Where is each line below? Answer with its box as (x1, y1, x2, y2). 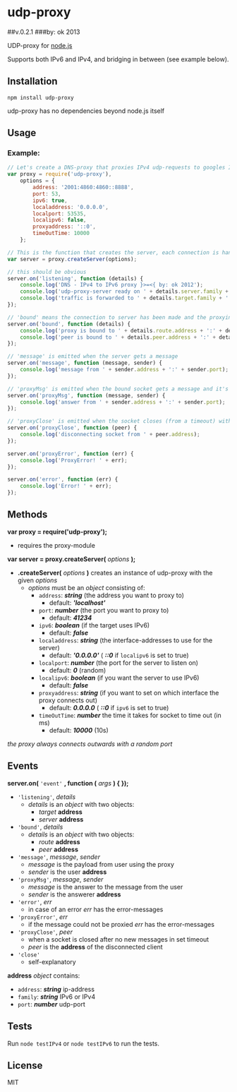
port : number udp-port (17, 1000, 86, 1008)
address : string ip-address (17, 985, 95, 993)
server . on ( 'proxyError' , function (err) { (7, 450, 134, 457)
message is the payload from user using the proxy (28, 860, 174, 868)
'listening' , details (17, 792, 76, 801)
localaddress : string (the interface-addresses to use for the (38, 636, 213, 644)
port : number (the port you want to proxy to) (38, 606, 169, 614)
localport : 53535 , (32, 210, 87, 217)
